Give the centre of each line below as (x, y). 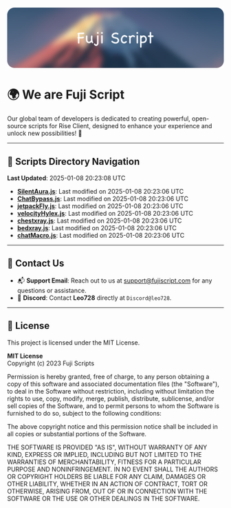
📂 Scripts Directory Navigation (74, 162)
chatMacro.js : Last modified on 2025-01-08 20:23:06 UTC (101, 236)
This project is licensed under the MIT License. (74, 343)
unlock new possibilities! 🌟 (45, 133)
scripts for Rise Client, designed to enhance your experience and (120, 126)
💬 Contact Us (36, 264)
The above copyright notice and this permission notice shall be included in (112, 426)
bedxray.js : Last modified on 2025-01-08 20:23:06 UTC (97, 228)
